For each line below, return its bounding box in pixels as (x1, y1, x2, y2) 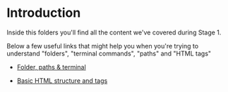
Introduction (6, 5, 81, 21)
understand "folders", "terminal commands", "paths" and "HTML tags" (6, 49, 212, 58)
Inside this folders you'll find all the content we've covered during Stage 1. (6, 28, 222, 37)
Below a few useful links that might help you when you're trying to (6, 41, 199, 50)
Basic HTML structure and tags (16, 76, 108, 85)
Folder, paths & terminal (16, 63, 86, 71)
